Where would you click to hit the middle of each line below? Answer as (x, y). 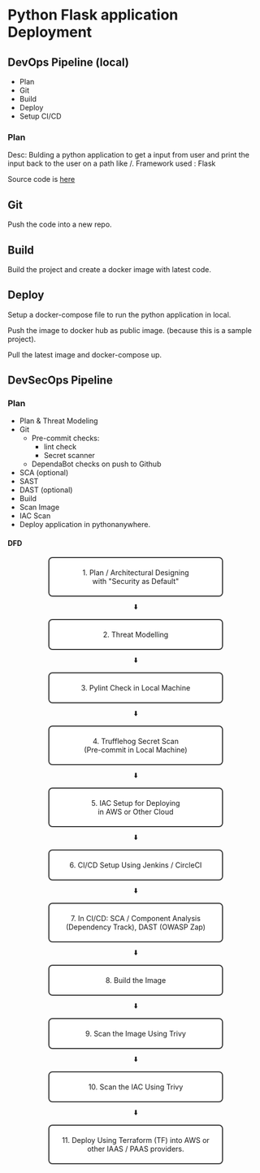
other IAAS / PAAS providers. (136, 1149)
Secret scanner (69, 456)
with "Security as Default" (136, 581)
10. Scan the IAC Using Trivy (136, 1087)
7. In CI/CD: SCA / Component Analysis (136, 918)
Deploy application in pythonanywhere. (85, 525)
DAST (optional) (46, 490)
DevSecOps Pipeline (60, 381)
